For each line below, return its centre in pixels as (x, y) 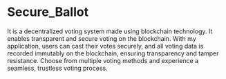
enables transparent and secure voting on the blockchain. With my (102, 38)
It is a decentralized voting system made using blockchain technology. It (110, 31)
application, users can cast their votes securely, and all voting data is (105, 46)
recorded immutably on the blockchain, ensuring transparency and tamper (113, 53)
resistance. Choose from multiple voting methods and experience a (103, 60)
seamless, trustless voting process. (58, 68)
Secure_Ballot (48, 12)
